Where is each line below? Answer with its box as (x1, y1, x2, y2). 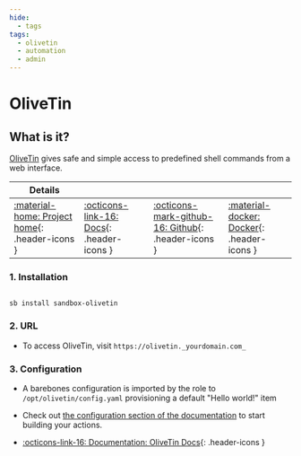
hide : (9, 13, 30, 22)
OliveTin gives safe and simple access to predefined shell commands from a (9, 153, 291, 163)
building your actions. (21, 419, 103, 430)
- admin (17, 55, 47, 64)
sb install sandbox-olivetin (9, 299, 118, 308)
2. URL (9, 320, 39, 332)
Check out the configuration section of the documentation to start (21, 409, 266, 420)
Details (29, 184, 60, 196)
